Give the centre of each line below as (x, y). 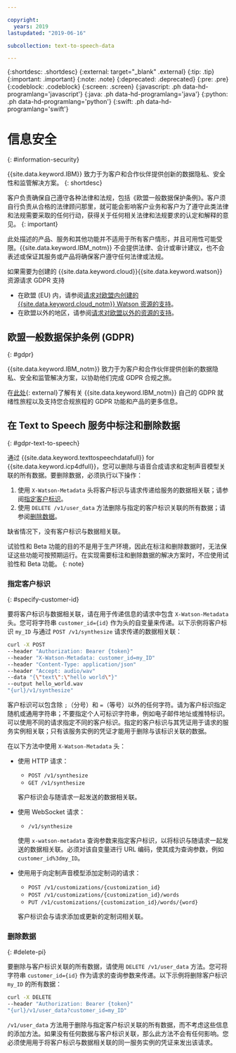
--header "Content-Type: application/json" (72, 665)
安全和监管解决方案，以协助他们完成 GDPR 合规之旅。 (97, 378)
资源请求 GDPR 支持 (36, 280)
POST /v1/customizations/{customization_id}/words (104, 895)
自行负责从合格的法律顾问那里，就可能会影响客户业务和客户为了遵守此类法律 (118, 207)
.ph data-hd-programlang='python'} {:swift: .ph (76, 102)
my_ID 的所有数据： (34, 984)
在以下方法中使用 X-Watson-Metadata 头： (67, 746)
